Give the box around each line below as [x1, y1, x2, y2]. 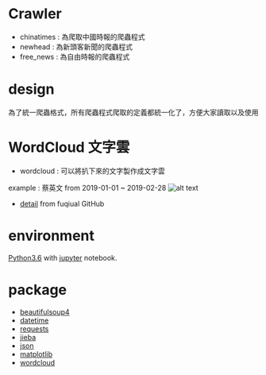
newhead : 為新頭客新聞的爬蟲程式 [19, 41, 133, 52]
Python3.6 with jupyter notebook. [8, 253, 118, 262]
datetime [19, 315, 49, 325]
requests [19, 323, 49, 334]
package [8, 280, 67, 299]
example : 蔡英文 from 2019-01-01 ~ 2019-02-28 [8, 183, 167, 192]
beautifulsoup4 [19, 307, 70, 316]
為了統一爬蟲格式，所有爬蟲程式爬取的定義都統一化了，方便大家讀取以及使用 [8, 107, 259, 117]
